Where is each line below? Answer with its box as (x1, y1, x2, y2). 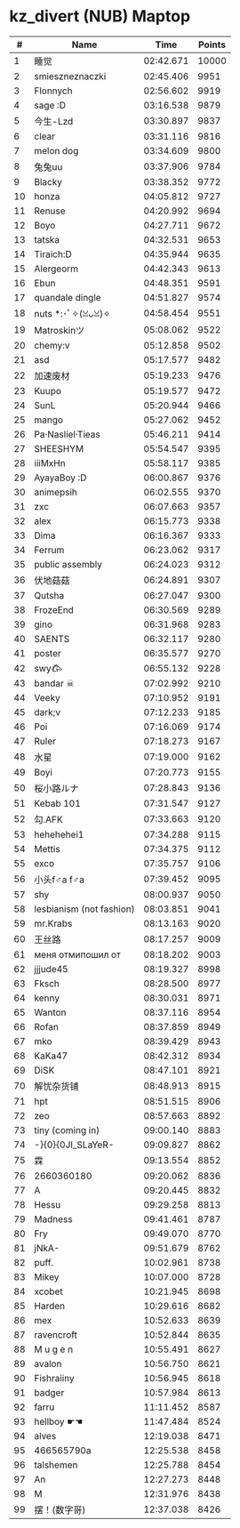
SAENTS (34, 632, 70, 645)
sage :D (34, 99, 67, 111)
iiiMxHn (34, 456, 66, 469)
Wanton (34, 1006, 67, 1018)
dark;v (34, 705, 60, 718)
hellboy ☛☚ (34, 1415, 84, 1427)
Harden (34, 1299, 65, 1312)
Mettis (34, 842, 60, 855)
